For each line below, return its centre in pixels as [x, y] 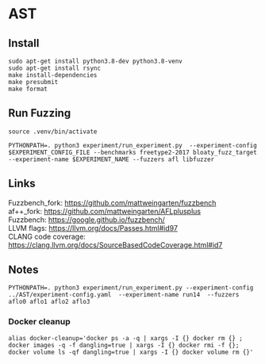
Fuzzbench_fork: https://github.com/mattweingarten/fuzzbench [112, 202]
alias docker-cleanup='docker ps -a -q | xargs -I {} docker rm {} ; [126, 338]
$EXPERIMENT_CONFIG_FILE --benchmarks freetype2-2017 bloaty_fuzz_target [133, 152]
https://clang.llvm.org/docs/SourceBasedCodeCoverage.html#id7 [115, 245]
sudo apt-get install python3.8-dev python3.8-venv [95, 61]
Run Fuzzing [40, 113]
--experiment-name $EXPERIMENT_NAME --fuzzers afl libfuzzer [111, 159]
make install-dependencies [53, 75]
